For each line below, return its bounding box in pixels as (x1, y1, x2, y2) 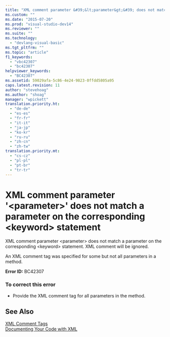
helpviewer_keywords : (5, 69, 51, 74)
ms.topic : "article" (5, 50, 49, 55)
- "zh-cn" (10, 139, 30, 144)
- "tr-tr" (10, 167, 30, 173)
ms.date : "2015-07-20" (5, 17, 53, 22)
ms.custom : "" (5, 12, 35, 17)
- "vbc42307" (10, 59, 37, 64)
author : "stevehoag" (5, 87, 49, 93)
